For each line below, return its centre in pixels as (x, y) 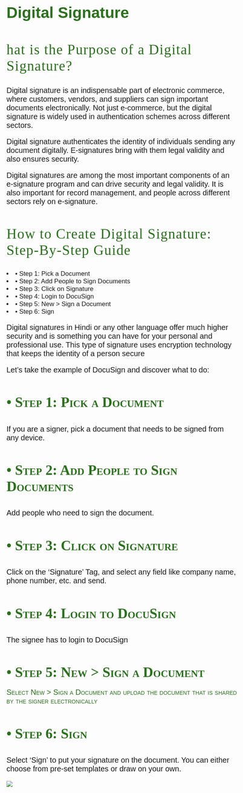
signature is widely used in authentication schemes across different (118, 116)
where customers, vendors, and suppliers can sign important (107, 99)
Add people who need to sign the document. (80, 513)
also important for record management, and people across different (118, 193)
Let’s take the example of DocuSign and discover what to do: (108, 370)
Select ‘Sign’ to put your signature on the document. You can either (118, 760)
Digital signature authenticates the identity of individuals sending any (121, 141)
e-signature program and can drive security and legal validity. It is (115, 184)
